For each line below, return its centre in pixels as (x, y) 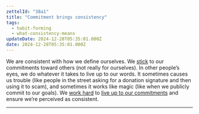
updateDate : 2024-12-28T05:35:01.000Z (54, 39)
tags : (13, 22)
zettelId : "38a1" (28, 12)
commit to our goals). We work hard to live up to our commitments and (92, 93)
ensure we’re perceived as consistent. (52, 99)
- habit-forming (31, 28)
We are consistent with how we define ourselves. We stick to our (85, 61)
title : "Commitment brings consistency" (57, 17)
